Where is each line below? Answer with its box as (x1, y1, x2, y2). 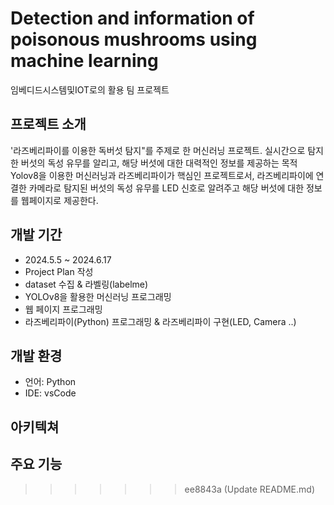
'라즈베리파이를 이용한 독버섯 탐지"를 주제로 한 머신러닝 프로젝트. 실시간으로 (10, 144, 306, 156)
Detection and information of (10, 7, 255, 30)
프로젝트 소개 (10, 116, 87, 133)
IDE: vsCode (24, 387, 77, 399)
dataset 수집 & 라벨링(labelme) (24, 278, 149, 290)
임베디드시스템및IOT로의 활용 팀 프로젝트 (10, 83, 170, 96)
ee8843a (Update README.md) (184, 483, 316, 495)
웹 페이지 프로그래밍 (24, 303, 103, 315)
